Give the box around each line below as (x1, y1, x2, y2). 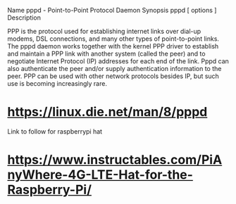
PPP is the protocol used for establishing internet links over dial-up (7, 27, 201, 35)
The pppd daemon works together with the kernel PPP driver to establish (7, 42, 219, 50)
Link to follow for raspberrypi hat (7, 127, 103, 136)
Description (7, 13, 41, 22)
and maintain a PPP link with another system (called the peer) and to (7, 49, 206, 58)
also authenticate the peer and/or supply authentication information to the (7, 65, 222, 72)
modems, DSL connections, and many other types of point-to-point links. (7, 34, 220, 43)
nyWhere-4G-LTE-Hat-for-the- (7, 167, 194, 183)
